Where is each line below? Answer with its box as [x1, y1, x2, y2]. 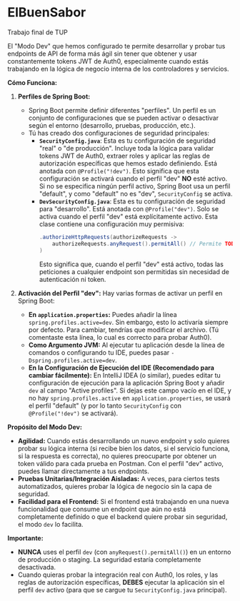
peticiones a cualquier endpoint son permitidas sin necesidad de [39, 267, 230, 276]
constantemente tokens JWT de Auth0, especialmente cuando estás [7, 56, 209, 65]
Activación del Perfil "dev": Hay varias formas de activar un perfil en [17, 288, 223, 297]
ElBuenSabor [7, 4, 86, 21]
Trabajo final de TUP [7, 28, 68, 36]
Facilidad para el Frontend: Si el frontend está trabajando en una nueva [17, 497, 229, 505]
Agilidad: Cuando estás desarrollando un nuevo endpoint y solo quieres [17, 436, 230, 445]
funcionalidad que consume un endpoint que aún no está [17, 505, 186, 513]
